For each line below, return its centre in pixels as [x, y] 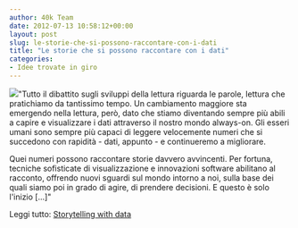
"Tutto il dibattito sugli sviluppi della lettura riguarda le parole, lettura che [152, 94]
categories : [31, 59]
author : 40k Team [41, 17]
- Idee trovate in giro [54, 68]
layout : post [33, 34]
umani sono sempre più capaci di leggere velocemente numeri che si [136, 131]
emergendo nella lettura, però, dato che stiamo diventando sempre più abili [147, 113]
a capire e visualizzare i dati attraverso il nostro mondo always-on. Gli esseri [149, 122]
